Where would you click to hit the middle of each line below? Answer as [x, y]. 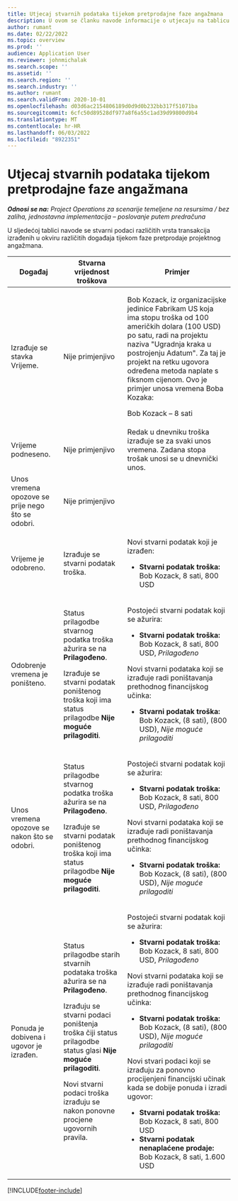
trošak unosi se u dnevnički [172, 459]
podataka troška [90, 972]
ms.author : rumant [34, 93]
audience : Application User [49, 54]
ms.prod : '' [25, 47]
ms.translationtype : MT [42, 119]
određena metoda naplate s [173, 371]
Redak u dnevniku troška [168, 432]
